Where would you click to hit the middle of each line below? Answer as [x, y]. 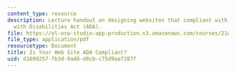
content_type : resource [42, 14]
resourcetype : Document [42, 46]
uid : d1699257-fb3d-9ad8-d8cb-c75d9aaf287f [72, 59]
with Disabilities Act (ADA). [58, 26]
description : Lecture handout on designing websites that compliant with [118, 20]
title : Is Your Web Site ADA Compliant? [67, 53]
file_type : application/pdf [48, 40]
